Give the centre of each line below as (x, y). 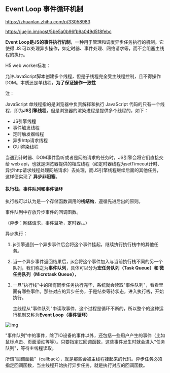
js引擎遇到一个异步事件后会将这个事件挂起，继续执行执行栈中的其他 (83, 245)
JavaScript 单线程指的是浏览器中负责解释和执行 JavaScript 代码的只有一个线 (85, 104)
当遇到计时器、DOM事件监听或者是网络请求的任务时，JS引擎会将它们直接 (82, 157)
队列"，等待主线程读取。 (31, 348)
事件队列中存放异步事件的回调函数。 (43, 212)
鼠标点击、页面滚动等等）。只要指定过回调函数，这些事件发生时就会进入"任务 (85, 342)
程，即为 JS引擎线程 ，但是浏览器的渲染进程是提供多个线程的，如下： (77, 110)
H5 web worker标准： (28, 65)
